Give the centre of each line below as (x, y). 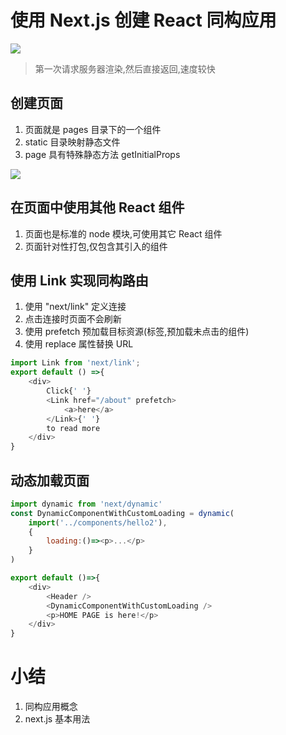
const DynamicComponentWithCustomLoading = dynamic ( (122, 513)
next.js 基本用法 (57, 719)
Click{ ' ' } (69, 391)
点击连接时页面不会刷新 (73, 319)
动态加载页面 (50, 480)
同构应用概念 (51, 707)
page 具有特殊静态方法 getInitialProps (102, 154)
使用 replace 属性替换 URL (79, 344)
